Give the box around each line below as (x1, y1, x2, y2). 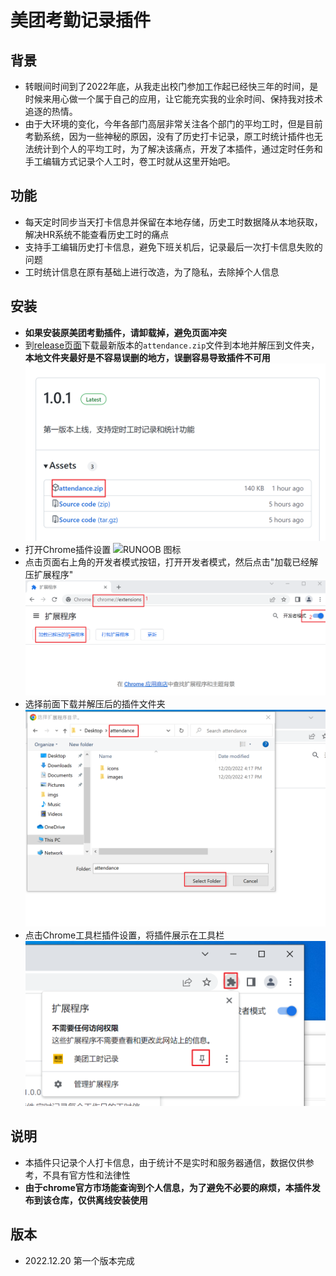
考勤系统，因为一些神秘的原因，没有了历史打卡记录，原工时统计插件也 (24, 131, 315, 142)
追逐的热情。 (24, 106, 78, 117)
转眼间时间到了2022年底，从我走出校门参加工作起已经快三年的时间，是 (24, 81, 319, 92)
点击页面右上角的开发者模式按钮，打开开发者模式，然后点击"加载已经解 (24, 556, 319, 568)
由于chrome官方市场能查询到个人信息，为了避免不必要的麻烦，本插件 (24, 1181, 312, 1193)
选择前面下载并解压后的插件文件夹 (24, 698, 166, 710)
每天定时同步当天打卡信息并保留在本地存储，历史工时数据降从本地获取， (24, 216, 323, 228)
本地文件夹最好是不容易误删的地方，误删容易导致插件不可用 (24, 351, 271, 363)
